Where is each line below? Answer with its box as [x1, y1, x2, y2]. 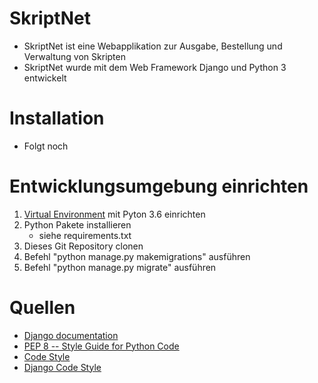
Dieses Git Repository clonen [23, 240, 144, 252]
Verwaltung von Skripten [23, 50, 126, 62]
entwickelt [23, 72, 67, 84]
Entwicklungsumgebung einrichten [9, 175, 309, 198]
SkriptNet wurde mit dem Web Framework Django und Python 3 [23, 61, 287, 73]
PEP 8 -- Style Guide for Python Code [23, 340, 180, 352]
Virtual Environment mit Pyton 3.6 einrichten [23, 208, 206, 220]
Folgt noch [23, 140, 69, 152]
